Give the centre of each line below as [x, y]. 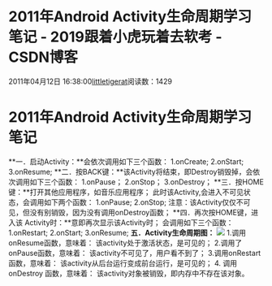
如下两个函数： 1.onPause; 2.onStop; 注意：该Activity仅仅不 [143, 202]
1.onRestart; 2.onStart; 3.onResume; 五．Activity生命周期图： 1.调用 [127, 232]
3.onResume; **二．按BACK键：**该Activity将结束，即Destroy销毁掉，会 [131, 171]
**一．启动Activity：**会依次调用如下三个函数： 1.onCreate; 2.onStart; [126, 161]
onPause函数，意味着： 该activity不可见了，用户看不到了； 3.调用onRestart [135, 253]
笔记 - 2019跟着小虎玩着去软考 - [115, 37]
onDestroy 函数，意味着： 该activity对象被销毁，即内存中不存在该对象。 [129, 273]
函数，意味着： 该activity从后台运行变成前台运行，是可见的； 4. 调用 [123, 263]
